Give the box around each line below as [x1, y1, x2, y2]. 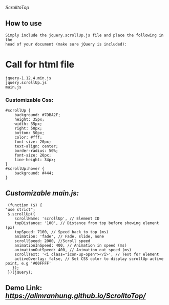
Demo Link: [5, 284, 43, 292]
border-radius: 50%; [14, 148, 58, 154]
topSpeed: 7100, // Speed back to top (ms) [14, 229, 109, 234]
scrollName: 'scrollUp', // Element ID [14, 216, 100, 221]
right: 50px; [14, 126, 43, 131]
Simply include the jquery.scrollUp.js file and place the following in [5, 33, 164, 38]
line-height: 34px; [14, 157, 56, 163]
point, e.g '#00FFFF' [5, 260, 52, 266]
